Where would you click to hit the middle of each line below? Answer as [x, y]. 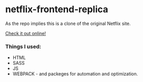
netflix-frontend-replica [57, 9]
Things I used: [23, 46]
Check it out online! [26, 33]
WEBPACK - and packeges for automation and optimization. [75, 74]
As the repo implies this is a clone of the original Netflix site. [68, 23]
